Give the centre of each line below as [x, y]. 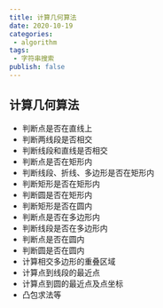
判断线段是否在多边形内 [65, 228]
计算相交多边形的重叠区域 [69, 261]
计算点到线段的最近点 [61, 272]
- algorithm [35, 42]
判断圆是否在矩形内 [57, 194]
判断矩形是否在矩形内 [61, 184]
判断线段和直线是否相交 [65, 150]
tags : [19, 51]
